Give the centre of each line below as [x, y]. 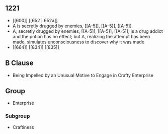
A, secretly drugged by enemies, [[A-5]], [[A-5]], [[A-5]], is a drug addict [88, 31]
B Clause [19, 63]
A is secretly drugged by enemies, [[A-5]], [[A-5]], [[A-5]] [72, 26]
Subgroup [18, 116]
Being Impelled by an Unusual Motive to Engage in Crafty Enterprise [83, 75]
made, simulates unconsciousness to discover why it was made [78, 42]
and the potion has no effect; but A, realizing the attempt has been [81, 36]
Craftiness [23, 127]
